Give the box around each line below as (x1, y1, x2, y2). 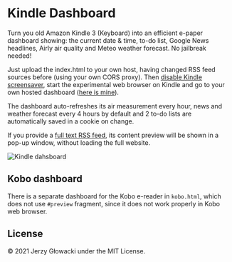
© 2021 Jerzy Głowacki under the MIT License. (7, 246, 146, 255)
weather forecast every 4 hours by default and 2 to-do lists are (7, 109, 192, 118)
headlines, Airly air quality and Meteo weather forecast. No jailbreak (7, 44, 206, 52)
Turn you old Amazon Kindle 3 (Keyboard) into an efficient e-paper (7, 29, 204, 37)
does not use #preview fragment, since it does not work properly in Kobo (7, 199, 221, 208)
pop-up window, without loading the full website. (7, 138, 151, 147)
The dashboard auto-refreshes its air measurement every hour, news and (7, 101, 223, 110)
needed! (7, 51, 32, 60)
